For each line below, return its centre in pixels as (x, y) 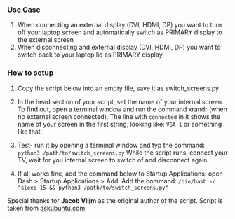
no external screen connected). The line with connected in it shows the (119, 116)
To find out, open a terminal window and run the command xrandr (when (122, 109)
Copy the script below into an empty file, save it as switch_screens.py (118, 88)
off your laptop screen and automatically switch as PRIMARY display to (120, 32)
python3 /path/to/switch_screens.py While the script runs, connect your (122, 153)
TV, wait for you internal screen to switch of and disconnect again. (113, 160)
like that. (30, 132)
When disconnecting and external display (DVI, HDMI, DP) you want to (119, 48)
